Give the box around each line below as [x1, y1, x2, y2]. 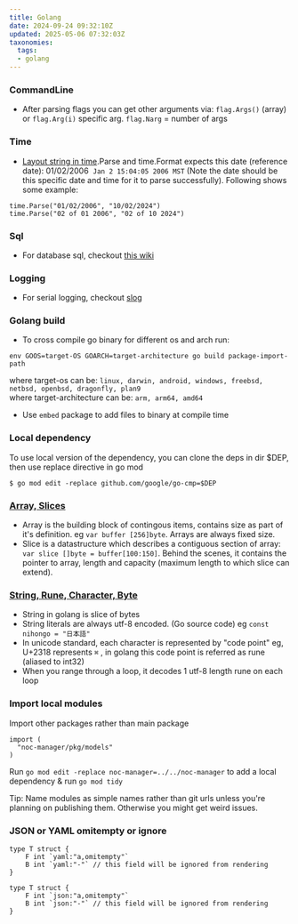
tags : [17, 46, 38, 55]
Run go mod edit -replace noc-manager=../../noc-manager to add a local [9, 766, 278, 776]
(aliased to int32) [21, 656, 85, 667]
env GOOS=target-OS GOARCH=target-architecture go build [9, 352, 225, 361]
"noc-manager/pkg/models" [17, 743, 114, 751]
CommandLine [9, 84, 74, 96]
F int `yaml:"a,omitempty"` [25, 852, 129, 861]
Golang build [9, 315, 66, 327]
